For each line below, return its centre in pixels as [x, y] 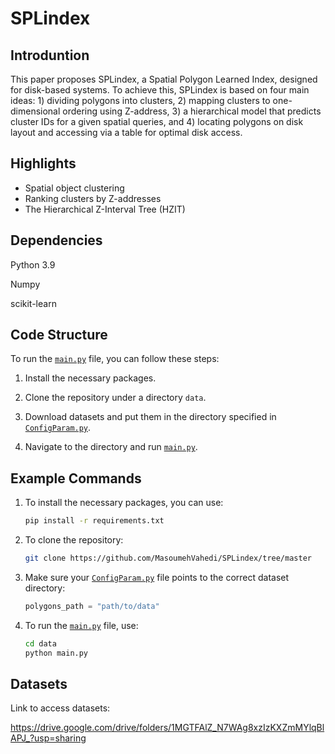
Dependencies [56, 240]
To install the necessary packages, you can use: [124, 503]
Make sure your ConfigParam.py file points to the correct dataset [157, 577]
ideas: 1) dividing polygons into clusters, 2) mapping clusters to [140, 100]
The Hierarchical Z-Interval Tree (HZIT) [105, 209]
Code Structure [59, 335]
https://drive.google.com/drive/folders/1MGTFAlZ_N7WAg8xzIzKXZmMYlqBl [167, 728]
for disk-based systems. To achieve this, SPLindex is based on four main [160, 90]
